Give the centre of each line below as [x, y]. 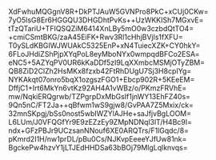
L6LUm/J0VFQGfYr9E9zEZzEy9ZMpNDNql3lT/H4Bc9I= [100, 122]
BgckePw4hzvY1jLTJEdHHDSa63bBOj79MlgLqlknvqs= [98, 148]
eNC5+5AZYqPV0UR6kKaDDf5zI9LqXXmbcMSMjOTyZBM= [107, 62]
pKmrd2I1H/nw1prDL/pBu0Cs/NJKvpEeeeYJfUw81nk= [98, 139]
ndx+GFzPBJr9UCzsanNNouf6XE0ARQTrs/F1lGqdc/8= [99, 130]
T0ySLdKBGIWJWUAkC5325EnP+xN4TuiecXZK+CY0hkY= [104, 46]
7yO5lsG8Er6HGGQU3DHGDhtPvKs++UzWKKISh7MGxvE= [106, 20]
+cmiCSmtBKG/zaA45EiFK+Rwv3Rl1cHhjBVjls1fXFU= [96, 37]
